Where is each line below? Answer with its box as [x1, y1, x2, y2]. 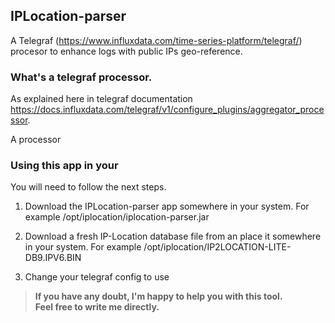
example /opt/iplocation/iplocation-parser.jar [24, 211, 210, 223]
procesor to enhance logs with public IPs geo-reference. [10, 45, 243, 57]
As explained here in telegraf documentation [10, 93, 193, 105]
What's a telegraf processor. [10, 70, 153, 84]
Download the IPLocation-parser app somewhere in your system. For [24, 200, 310, 213]
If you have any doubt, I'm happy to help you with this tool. [34, 290, 283, 303]
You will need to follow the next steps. [10, 181, 167, 193]
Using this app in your [10, 159, 119, 173]
